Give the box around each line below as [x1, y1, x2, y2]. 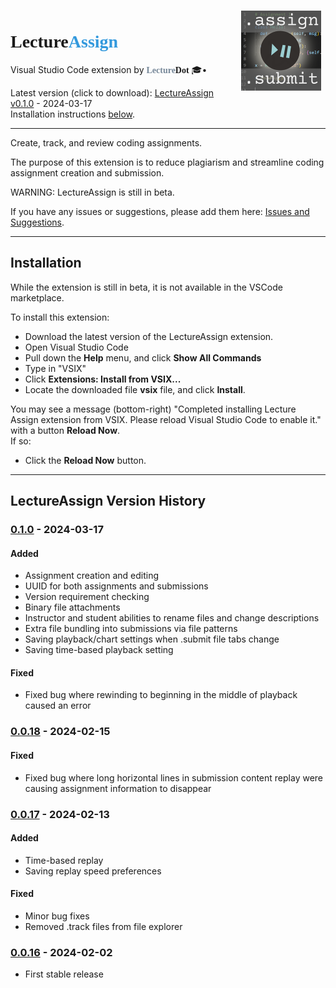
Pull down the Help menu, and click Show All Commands [24, 351, 262, 364]
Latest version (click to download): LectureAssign [10, 86, 215, 99]
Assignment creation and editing [24, 570, 160, 582]
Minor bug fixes [24, 910, 90, 922]
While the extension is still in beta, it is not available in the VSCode [10, 281, 283, 293]
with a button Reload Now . [10, 424, 121, 436]
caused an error [24, 700, 92, 712]
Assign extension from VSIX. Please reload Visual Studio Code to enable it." [10, 413, 322, 425]
